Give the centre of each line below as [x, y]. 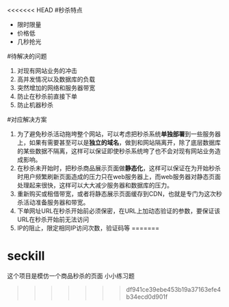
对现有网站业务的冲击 [47, 71]
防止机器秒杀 [35, 105]
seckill [26, 256]
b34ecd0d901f [147, 297]
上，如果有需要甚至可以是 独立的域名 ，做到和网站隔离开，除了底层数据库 [119, 143]
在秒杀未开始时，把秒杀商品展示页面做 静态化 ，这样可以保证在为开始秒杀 [119, 168]
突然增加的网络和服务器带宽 [56, 88]
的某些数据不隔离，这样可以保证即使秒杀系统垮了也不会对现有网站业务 [116, 151]
